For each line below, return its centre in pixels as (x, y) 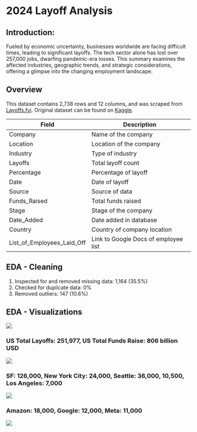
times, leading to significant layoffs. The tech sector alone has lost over (92, 53)
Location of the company (126, 143)
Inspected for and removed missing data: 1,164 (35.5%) (81, 281)
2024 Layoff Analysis (60, 11)
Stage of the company (122, 210)
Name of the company (122, 134)
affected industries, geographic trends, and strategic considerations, (89, 65)
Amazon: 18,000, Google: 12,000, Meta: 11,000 (74, 410)
